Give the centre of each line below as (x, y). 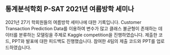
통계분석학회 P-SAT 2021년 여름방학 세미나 (70, 9)
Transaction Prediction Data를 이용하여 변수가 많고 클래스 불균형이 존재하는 (81, 28)
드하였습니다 (18, 47)
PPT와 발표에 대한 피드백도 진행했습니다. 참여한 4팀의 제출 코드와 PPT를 (83, 41)
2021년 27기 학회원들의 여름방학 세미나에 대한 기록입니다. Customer (73, 22)
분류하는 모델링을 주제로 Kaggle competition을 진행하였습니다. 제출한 (88, 35)
